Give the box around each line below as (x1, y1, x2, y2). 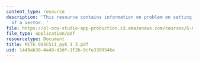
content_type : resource (6, 8, 65, 15)
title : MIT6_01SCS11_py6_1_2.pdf (6, 42, 89, 48)
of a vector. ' (11, 19, 49, 25)
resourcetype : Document (6, 36, 65, 42)
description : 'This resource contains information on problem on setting (6, 14, 192, 20)
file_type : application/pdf (6, 31, 76, 37)
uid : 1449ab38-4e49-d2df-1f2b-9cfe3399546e (6, 47, 115, 53)
